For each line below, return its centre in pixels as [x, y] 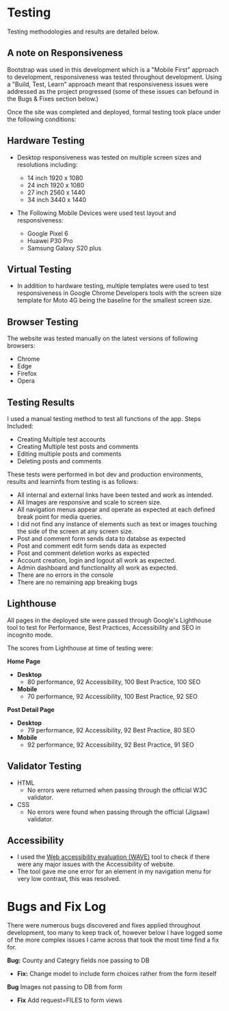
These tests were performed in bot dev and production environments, [105, 474]
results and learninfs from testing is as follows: [73, 482]
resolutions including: [47, 164]
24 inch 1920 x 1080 [56, 185]
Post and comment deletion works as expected [83, 553]
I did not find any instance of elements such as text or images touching [117, 524]
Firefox [27, 374]
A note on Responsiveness [65, 53]
